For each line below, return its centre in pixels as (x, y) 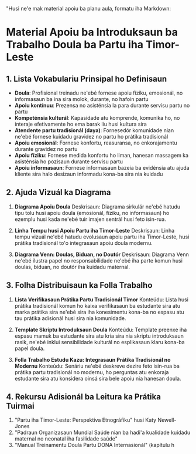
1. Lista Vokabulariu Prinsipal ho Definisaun (87, 79)
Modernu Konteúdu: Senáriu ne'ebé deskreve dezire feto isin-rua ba (97, 366)
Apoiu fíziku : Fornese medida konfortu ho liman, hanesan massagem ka (102, 155)
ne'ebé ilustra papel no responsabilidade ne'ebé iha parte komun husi (99, 260)
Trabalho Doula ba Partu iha (75, 45)
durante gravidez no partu (46, 149)
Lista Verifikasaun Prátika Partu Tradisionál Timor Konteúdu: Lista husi (102, 300)
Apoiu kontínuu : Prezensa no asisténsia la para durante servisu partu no (102, 105)
